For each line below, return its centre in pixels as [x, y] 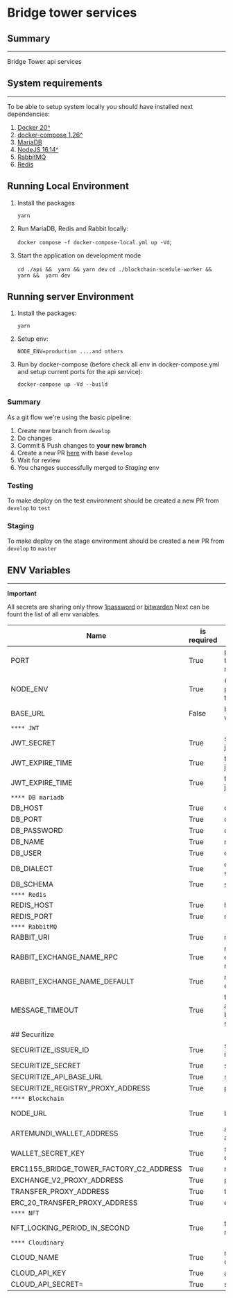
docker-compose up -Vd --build [62, 385]
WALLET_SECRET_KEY [48, 1154]
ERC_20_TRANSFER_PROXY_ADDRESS [74, 1203]
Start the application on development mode [79, 255]
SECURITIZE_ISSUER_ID [50, 1050]
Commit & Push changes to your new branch [82, 445]
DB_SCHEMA [32, 884]
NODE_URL [29, 1113]
